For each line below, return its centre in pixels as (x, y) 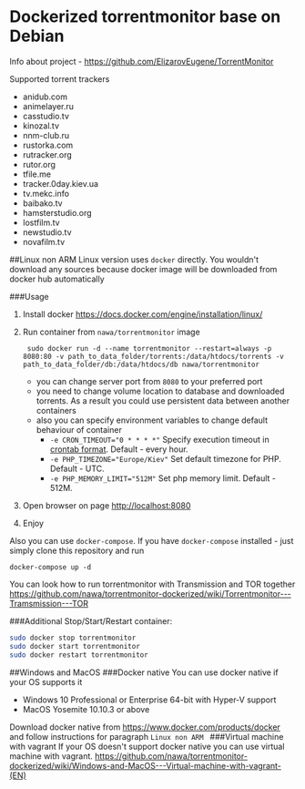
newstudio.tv (47, 232)
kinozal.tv (41, 126)
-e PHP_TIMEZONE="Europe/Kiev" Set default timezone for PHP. (166, 458)
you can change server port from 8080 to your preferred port (149, 381)
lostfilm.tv (41, 222)
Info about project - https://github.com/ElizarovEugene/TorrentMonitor (142, 61)
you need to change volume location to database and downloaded (160, 391)
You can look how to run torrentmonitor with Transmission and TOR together (152, 584)
